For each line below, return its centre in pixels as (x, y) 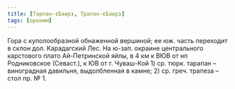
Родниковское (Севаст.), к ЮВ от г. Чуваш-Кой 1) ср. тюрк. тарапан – (112, 63)
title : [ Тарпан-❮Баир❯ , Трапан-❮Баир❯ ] (66, 14)
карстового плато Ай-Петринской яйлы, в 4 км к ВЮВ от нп (98, 55)
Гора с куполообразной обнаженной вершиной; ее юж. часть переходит (117, 40)
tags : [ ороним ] (30, 20)
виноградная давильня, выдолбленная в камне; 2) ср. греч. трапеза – (113, 71)
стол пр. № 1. (27, 78)
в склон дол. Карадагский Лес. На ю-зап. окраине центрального (105, 48)
